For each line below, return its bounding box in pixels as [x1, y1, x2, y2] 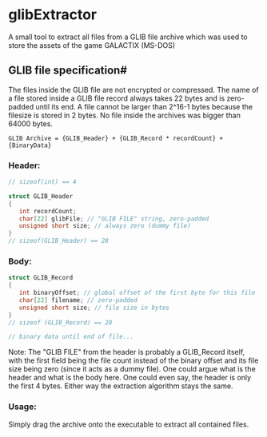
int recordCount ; [18, 207, 78, 215]
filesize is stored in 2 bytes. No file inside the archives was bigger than [8, 110, 241, 120]
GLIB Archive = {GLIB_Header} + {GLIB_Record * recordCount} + [8, 134, 224, 142]
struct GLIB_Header [8, 192, 74, 201]
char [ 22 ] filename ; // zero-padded [18, 296, 137, 304]
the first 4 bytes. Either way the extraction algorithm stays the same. [8, 381, 233, 391]
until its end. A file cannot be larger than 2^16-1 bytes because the [35, 101, 253, 111]
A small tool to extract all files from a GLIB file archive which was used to [8, 32, 248, 42]
